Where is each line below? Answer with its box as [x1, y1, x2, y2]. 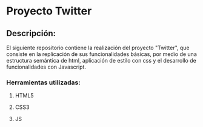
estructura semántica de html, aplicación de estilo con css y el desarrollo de [6, 57, 197, 64]
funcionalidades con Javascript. [6, 63, 87, 70]
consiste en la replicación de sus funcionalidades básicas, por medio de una [6, 51, 197, 58]
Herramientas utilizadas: [6, 78, 81, 87]
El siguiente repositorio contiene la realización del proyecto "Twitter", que [6, 44, 190, 51]
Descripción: [6, 28, 56, 39]
